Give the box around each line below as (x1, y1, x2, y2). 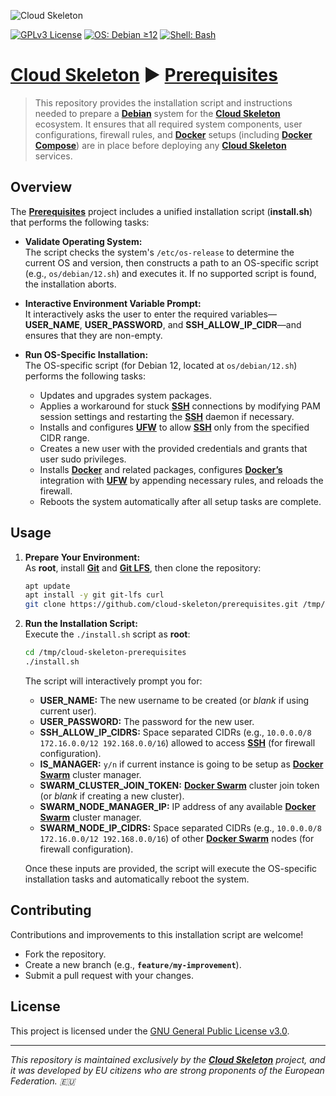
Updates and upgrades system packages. (39, 389, 212, 401)
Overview (10, 179, 73, 196)
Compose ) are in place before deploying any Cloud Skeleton (34, 139, 287, 151)
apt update (24, 581, 71, 591)
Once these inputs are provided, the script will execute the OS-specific (24, 862, 318, 874)
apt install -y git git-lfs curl (24, 590, 165, 600)
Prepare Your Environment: (24, 551, 141, 563)
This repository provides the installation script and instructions (34, 96, 293, 109)
